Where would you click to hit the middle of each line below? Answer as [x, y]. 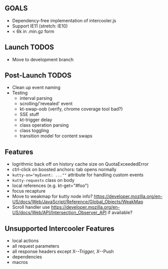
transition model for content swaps [56, 136]
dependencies [27, 257]
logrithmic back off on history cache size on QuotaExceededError [80, 164]
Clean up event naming [36, 88]
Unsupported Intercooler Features [60, 228]
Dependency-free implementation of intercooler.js [64, 20]
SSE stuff [29, 114]
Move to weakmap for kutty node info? [52, 197]
